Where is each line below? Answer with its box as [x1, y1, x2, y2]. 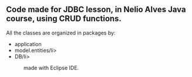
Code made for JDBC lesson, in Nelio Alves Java [6, 5, 186, 15]
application [14, 40, 42, 47]
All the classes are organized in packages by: [6, 29, 116, 36]
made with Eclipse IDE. [23, 64, 79, 71]
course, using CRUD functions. [6, 14, 122, 24]
